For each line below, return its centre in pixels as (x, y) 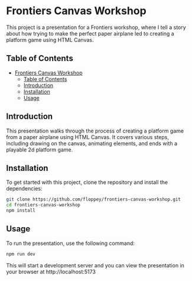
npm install (21, 211)
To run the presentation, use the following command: (70, 243)
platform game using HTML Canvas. (50, 40)
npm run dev (21, 254)
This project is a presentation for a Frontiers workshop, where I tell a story (96, 27)
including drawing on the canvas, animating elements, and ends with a (92, 143)
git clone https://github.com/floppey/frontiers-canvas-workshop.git (94, 199)
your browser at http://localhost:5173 (51, 272)
